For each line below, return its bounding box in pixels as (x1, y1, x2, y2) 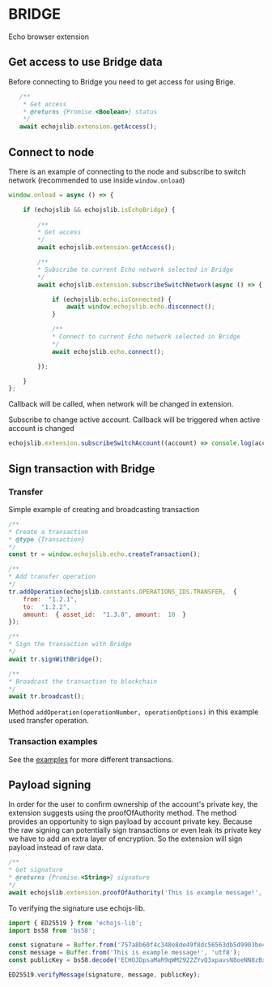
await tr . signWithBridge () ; (8, 655, 104, 663)
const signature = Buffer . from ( (8, 941, 117, 950)
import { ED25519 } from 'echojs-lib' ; (8, 919, 143, 927)
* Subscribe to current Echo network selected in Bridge (37, 265, 233, 274)
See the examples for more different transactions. (8, 754, 174, 764)
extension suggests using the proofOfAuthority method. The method (8, 808, 237, 818)
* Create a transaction (8, 528, 89, 536)
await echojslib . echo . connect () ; (51, 347, 164, 356)
